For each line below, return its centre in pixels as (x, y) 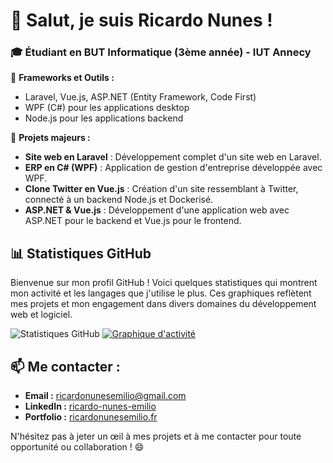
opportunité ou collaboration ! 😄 (77, 447)
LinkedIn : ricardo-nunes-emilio (90, 406)
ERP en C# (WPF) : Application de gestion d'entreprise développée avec (173, 168)
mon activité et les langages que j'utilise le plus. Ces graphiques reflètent (161, 293)
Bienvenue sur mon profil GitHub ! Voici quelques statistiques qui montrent (164, 283)
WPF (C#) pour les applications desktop (107, 108)
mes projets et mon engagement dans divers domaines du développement (163, 304)
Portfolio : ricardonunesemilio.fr (91, 417)
